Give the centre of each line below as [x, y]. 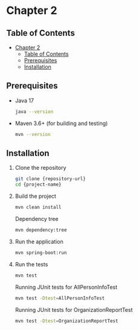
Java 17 [24, 100]
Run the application [39, 241]
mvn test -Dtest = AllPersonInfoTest [60, 298]
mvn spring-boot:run [41, 252]
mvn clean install [38, 207]
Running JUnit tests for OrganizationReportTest [74, 309]
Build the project [35, 196]
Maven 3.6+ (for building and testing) [61, 123]
